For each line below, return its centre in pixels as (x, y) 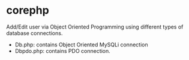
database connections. (34, 33)
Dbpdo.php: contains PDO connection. (63, 50)
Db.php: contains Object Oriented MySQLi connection (81, 45)
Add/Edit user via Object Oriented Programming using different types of (95, 27)
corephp (28, 10)
